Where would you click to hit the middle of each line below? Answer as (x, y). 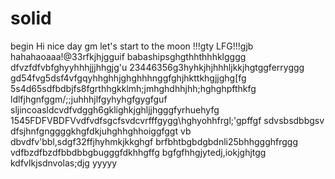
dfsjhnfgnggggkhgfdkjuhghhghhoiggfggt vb (101, 131)
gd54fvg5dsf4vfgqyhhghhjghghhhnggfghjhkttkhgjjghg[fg (128, 78)
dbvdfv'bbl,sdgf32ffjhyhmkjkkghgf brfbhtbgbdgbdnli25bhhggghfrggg (154, 141)
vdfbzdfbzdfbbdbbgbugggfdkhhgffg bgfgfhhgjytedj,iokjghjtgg (138, 152)
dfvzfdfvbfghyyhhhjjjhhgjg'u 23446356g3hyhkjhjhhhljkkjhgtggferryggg (157, 67)
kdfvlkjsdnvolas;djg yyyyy (64, 163)
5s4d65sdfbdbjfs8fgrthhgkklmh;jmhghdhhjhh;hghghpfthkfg (133, 88)
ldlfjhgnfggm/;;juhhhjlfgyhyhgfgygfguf (89, 99)
